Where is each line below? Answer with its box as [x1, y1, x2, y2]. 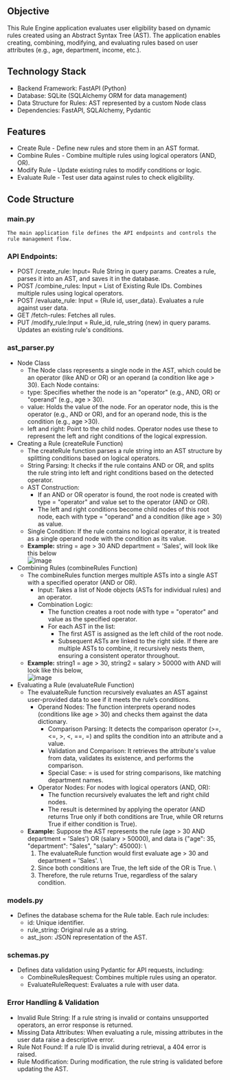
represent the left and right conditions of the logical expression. [27, 432, 207, 440]
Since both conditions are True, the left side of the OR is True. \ [37, 864, 216, 872]
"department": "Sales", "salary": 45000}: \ [27, 842, 147, 850]
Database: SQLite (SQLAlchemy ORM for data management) [16, 91, 187, 99]
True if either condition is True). [47, 820, 137, 828]
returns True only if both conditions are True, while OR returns [47, 812, 224, 820]
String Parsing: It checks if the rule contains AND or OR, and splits [27, 461, 214, 469]
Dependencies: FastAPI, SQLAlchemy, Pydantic [16, 106, 151, 114]
